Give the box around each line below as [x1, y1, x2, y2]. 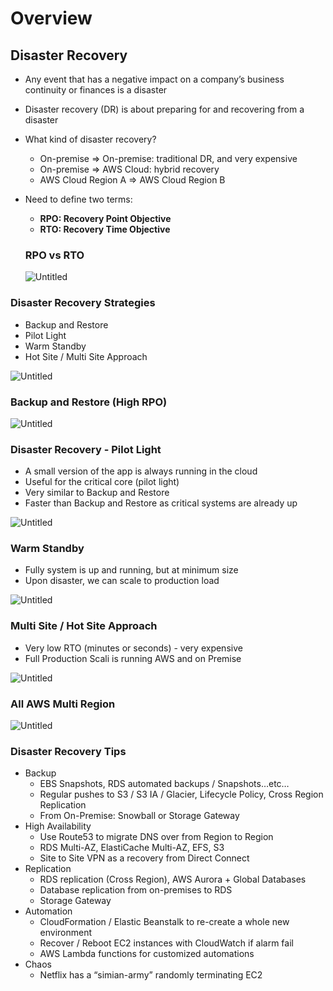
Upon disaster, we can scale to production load [24, 575, 220, 587]
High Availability [24, 820, 92, 832]
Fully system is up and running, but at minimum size [24, 564, 239, 576]
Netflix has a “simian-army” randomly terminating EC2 [39, 969, 263, 981]
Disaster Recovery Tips [10, 745, 127, 758]
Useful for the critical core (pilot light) [24, 476, 180, 488]
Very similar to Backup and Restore [24, 487, 170, 499]
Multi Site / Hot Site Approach [10, 619, 158, 633]
